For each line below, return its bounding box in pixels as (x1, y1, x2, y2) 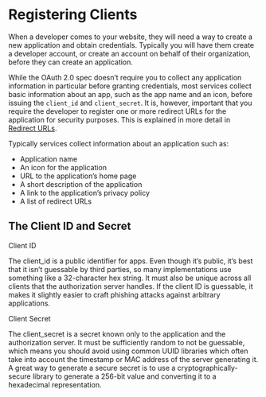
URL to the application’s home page (19, 171, 137, 181)
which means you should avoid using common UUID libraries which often (8, 346, 248, 356)
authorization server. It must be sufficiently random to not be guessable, (8, 337, 245, 347)
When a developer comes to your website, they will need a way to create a (8, 32, 253, 41)
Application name (19, 154, 78, 164)
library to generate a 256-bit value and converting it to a (32, 372, 217, 381)
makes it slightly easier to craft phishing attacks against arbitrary (8, 290, 221, 299)
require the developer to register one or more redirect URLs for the (8, 106, 227, 116)
